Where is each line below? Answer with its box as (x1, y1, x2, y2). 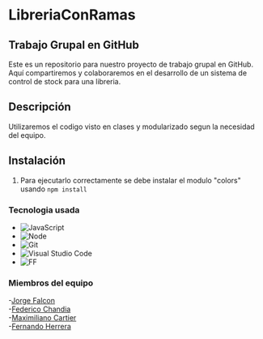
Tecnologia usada (8, 204, 80, 216)
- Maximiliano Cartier (8, 313, 77, 323)
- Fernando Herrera (8, 322, 71, 332)
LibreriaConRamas (8, 6, 136, 24)
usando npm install (19, 184, 87, 194)
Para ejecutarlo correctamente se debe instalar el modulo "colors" (19, 175, 241, 185)
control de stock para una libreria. (8, 77, 121, 86)
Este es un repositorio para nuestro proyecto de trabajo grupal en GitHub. (8, 59, 253, 69)
